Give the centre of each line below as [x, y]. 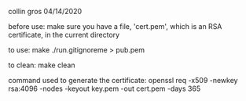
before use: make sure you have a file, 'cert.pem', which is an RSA [115, 26]
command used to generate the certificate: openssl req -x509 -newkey [123, 80]
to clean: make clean [42, 65]
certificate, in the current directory [64, 35]
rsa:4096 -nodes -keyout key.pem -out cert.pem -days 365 [105, 88]
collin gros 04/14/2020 [45, 11]
